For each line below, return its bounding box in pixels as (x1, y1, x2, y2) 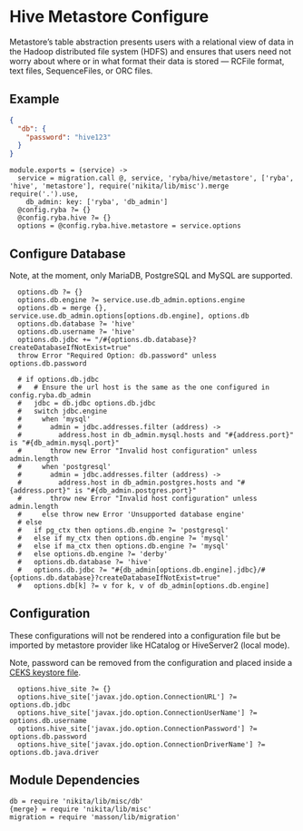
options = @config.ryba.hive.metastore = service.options (17, 221, 242, 230)
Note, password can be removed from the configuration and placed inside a (9, 657, 293, 668)
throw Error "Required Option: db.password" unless (17, 351, 218, 360)
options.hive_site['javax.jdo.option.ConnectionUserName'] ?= (17, 708, 258, 718)
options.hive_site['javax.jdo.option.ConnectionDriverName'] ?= (17, 739, 266, 749)
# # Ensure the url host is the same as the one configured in (17, 383, 270, 392)
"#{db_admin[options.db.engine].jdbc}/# (110, 565, 266, 574)
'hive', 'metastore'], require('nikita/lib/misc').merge (9, 181, 230, 191)
